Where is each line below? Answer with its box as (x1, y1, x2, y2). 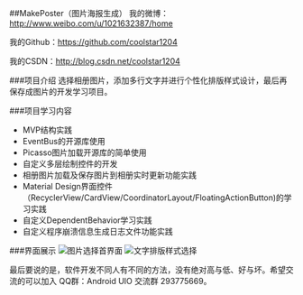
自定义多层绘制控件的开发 (22, 159, 118, 169)
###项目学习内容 (9, 106, 72, 115)
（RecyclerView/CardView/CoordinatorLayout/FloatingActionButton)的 (22, 192, 284, 203)
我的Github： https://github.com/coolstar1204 (9, 37, 178, 47)
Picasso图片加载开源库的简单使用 (22, 147, 147, 158)
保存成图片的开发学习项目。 (9, 87, 113, 97)
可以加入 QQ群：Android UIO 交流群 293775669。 (24, 276, 212, 286)
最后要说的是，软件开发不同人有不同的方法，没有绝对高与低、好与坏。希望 (9, 264, 286, 275)
